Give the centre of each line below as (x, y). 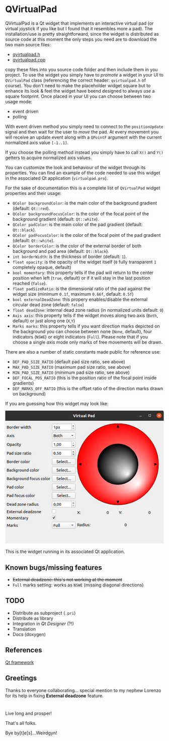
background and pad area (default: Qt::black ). (61, 251)
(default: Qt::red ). (31, 208)
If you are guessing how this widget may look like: (57, 403)
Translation (24, 629)
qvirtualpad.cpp (29, 59)
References (24, 650)
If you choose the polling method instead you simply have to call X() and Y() (84, 152)
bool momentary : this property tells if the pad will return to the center (83, 273)
